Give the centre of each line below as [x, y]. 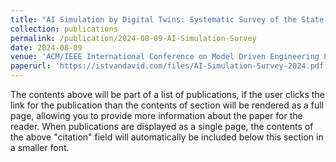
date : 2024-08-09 [46, 47]
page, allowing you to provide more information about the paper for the [156, 115]
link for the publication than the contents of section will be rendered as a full [167, 105]
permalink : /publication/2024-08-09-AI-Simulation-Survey [133, 38]
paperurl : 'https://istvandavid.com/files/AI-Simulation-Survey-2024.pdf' [169, 66]
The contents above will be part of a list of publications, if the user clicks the [167, 94]
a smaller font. [40, 147]
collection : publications [64, 29]
